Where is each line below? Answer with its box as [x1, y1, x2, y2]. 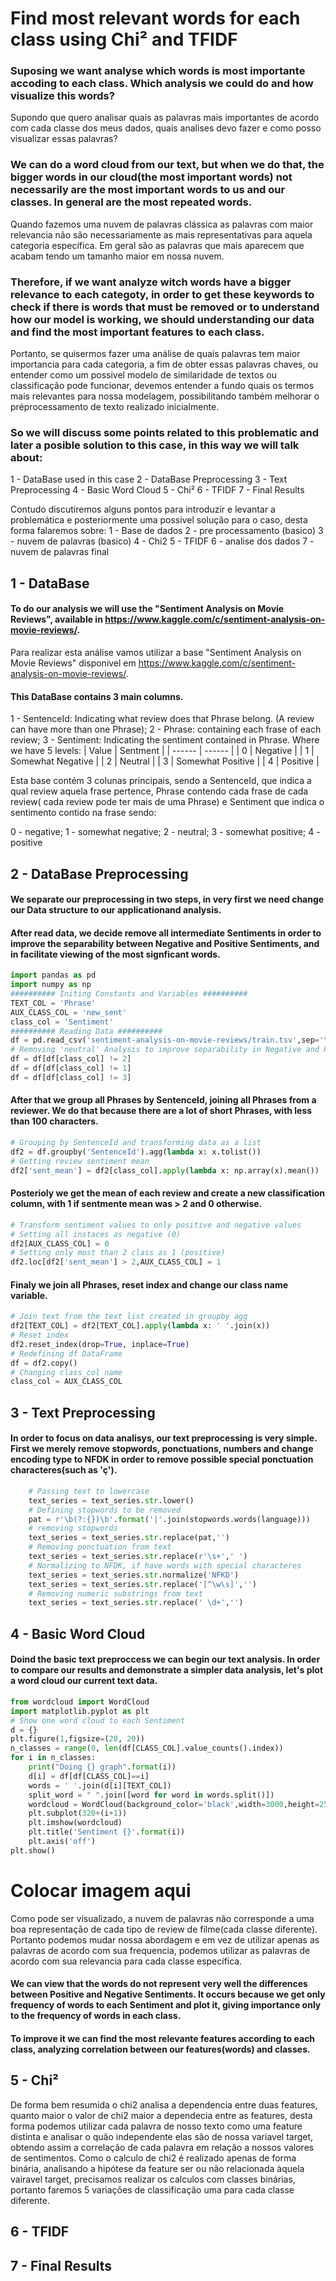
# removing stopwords [28, 1523, 118, 1534]
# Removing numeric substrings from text [28, 1588, 203, 1599]
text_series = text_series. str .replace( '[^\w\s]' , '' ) [28, 1579, 257, 1589]
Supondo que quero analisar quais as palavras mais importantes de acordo [10, 112, 320, 124]
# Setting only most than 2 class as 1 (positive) [10, 1248, 226, 1258]
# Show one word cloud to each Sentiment [10, 1715, 186, 1726]
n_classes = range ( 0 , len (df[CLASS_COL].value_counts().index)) [10, 1743, 284, 1754]
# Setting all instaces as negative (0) [10, 1229, 182, 1239]
